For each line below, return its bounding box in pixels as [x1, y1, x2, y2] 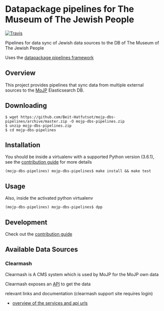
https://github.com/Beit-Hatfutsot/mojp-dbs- [20, 114, 116, 119]
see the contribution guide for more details [5, 159, 92, 165]
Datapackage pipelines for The [5, 3, 134, 15]
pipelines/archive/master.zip [5, 119, 68, 124]
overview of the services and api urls [12, 300, 88, 306]
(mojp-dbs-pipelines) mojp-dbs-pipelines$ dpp [5, 205, 103, 210]
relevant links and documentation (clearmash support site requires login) [5, 290, 153, 296]
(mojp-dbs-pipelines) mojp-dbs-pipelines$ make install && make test [5, 169, 152, 173]
